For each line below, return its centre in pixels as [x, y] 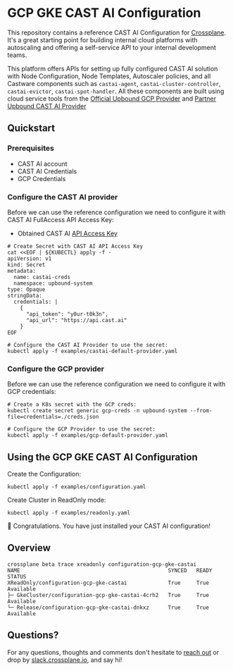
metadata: [22, 271]
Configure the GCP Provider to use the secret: [85, 429]
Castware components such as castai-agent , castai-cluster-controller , [114, 83]
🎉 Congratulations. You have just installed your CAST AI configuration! [109, 526]
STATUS [17, 577]
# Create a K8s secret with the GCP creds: [72, 405]
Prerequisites [31, 148]
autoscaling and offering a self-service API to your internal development [112, 47]
